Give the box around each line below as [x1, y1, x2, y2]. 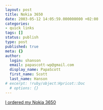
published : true [5, 44, 39, 49]
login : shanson [9, 58, 41, 63]
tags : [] [5, 30, 23, 35]
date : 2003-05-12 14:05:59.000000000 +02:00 [5, 16, 99, 21]
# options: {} [9, 85, 39, 91]
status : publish [5, 35, 39, 40]
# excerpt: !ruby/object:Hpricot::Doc [5, 81, 85, 86]
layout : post [5, 7, 32, 12]
